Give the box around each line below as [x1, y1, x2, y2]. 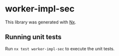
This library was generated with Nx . [5, 19, 76, 25]
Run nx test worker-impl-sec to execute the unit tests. [5, 45, 115, 51]
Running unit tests [5, 33, 62, 41]
